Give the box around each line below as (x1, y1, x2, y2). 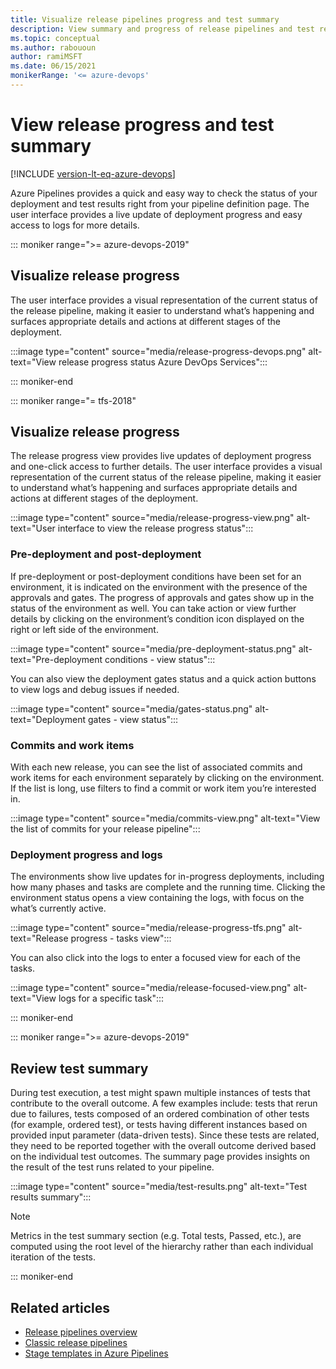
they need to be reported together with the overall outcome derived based (10, 1140, 317, 1152)
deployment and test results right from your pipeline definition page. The (10, 197, 310, 210)
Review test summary (10, 1060, 149, 1077)
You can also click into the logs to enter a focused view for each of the (10, 952, 301, 964)
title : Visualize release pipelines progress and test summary (10, 14, 280, 25)
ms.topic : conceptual (10, 33, 101, 43)
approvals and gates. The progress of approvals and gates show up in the (10, 591, 315, 603)
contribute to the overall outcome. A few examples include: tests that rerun (10, 1097, 318, 1110)
